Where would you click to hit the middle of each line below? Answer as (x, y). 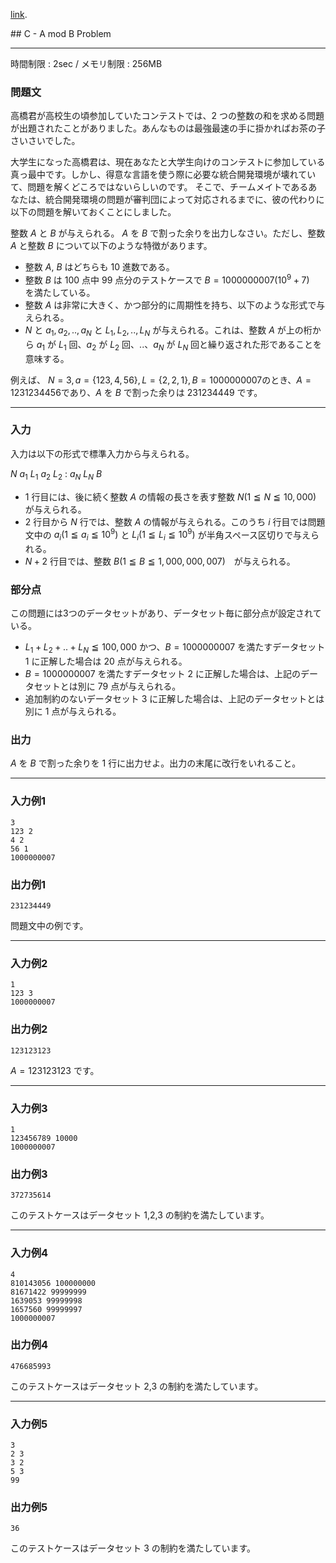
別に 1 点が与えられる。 (73, 711)
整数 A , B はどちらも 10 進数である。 (99, 267)
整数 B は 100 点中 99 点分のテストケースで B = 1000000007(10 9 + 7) (167, 279)
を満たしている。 (60, 292)
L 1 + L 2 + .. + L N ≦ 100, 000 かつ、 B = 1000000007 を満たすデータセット (175, 648)
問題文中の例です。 (49, 926)
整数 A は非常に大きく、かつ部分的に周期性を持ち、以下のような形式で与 (175, 305)
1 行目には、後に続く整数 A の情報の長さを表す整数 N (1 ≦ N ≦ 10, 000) (170, 496)
